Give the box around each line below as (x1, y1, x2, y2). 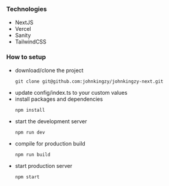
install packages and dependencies (14, 95, 103, 103)
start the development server (14, 117, 87, 125)
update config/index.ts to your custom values (14, 89, 128, 96)
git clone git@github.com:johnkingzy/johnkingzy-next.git (14, 78, 164, 85)
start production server (14, 162, 73, 169)
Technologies (6, 5, 47, 13)
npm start (14, 174, 40, 180)
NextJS (14, 19, 34, 26)
